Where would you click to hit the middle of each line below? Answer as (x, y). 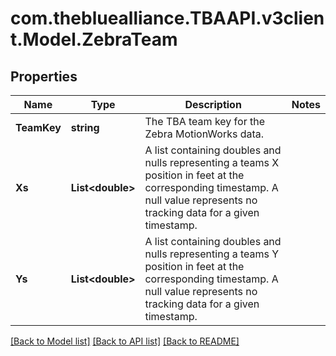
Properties (44, 76)
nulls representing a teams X (212, 162)
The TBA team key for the (204, 121)
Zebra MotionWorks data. (204, 134)
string (85, 127)
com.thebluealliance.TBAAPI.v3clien (167, 18)
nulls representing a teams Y (212, 254)
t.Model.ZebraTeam (94, 39)
